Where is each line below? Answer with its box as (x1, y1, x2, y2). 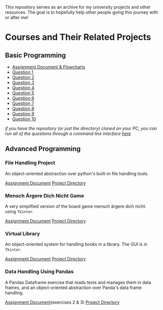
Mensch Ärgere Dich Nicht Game (5, 192, 84, 199)
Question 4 (12, 85, 35, 90)
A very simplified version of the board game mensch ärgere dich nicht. (5, 203, 147, 209)
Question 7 (12, 100, 34, 106)
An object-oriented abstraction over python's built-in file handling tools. (5, 171, 149, 177)
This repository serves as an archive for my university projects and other (5, 4, 151, 10)
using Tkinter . (5, 208, 34, 214)
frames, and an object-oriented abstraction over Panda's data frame (5, 285, 142, 290)
